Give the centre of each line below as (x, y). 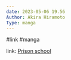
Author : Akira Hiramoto (36, 17)
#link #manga (23, 40)
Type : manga (21, 23)
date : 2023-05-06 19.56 (36, 12)
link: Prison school (29, 51)
